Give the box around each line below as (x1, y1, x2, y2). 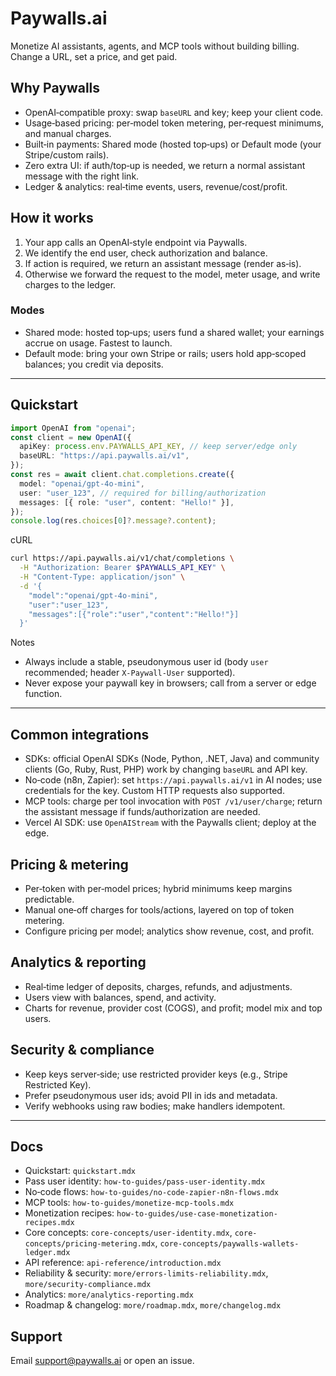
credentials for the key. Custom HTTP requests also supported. (24, 785, 285, 797)
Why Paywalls (10, 80, 101, 97)
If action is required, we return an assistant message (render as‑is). (24, 257, 302, 269)
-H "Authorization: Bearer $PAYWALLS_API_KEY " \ (19, 563, 226, 573)
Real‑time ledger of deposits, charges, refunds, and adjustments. (24, 980, 293, 992)
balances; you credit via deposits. (24, 358, 164, 370)
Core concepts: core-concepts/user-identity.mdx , (24, 1227, 233, 1239)
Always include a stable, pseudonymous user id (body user (24, 656, 269, 668)
